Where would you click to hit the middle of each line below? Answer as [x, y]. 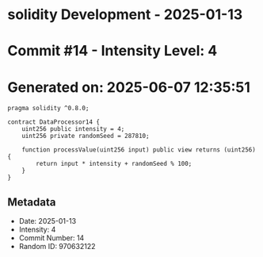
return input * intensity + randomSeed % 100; [114, 164]
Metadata [32, 202]
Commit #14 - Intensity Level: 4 [112, 51]
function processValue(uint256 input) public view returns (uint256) [139, 150]
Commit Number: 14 [51, 238]
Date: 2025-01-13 [48, 221]
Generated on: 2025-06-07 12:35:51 [129, 87]
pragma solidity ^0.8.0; [48, 109]
